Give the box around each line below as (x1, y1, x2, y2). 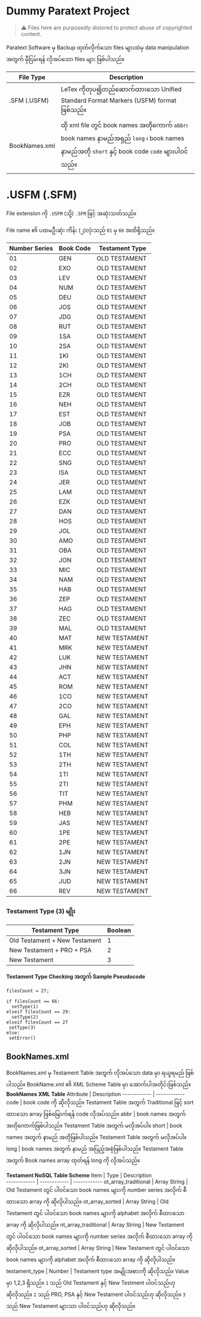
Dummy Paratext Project (6, 4, 130, 18)
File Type (19, 73, 46, 81)
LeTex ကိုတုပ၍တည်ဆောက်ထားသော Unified (60, 85, 182, 93)
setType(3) (8, 1025, 36, 1031)
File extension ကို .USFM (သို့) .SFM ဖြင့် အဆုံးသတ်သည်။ (6, 210, 136, 217)
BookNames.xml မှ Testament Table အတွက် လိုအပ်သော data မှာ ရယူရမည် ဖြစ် (6, 1069, 194, 1076)
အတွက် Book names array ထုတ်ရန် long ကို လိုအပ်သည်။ (6, 1156, 141, 1164)
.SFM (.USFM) (9, 96, 49, 104)
